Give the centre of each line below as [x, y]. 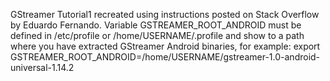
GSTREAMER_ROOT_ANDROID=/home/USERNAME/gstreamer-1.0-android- [165, 57]
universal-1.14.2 [42, 67]
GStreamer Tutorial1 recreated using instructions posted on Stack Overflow [165, 14]
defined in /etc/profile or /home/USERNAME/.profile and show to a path [157, 35]
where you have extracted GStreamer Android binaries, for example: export [165, 46]
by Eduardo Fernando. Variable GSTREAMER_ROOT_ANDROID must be [156, 25]
